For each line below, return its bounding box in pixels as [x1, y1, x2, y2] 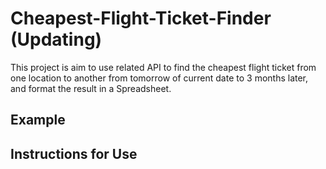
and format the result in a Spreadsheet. [10, 82, 172, 94]
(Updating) [10, 28, 103, 51]
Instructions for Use [10, 145, 138, 162]
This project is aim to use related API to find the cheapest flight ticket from [10, 61, 317, 73]
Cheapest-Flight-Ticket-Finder [10, 7, 272, 30]
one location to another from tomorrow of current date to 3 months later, [10, 72, 309, 84]
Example [10, 112, 66, 129]
